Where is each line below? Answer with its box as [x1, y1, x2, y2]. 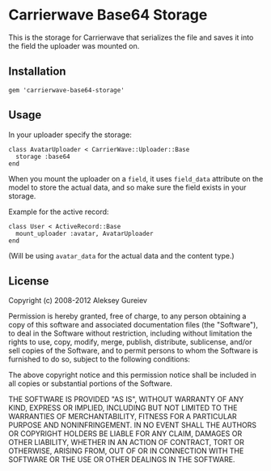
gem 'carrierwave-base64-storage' [8, 86, 125, 94]
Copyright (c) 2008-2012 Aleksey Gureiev [8, 296, 148, 306]
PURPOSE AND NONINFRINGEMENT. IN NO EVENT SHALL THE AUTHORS [8, 420, 257, 430]
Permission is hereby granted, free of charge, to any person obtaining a [8, 311, 247, 321]
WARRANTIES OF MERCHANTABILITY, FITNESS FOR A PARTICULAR [8, 412, 237, 422]
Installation [8, 65, 66, 79]
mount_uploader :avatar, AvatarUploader [15, 229, 154, 238]
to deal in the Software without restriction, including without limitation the [8, 328, 252, 338]
